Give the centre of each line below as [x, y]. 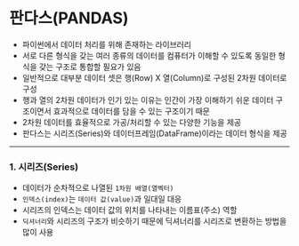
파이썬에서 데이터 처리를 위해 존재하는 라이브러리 [106, 44]
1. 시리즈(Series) [44, 167]
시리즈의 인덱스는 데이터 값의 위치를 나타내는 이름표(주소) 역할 [129, 210]
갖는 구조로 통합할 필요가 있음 [90, 67]
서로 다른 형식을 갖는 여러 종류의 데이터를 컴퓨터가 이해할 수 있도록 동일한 [149, 55]
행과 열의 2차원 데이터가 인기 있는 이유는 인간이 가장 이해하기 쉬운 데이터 [148, 99]
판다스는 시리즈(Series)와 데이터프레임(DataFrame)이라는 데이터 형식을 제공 [154, 133]
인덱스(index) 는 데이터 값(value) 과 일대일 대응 [102, 199]
